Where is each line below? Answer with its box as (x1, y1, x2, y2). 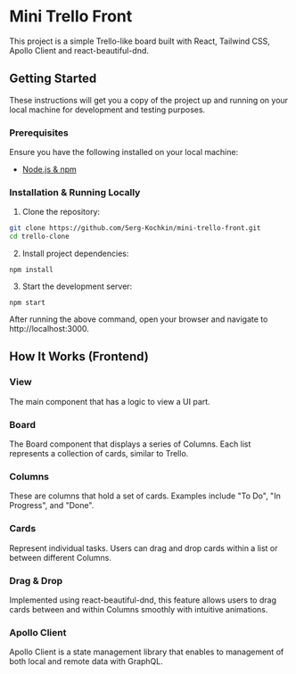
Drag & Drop (9, 574, 63, 587)
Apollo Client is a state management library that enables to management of (9, 646, 284, 657)
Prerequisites (9, 127, 69, 139)
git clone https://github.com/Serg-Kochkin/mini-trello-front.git (9, 224, 261, 233)
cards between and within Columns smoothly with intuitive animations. (9, 604, 268, 614)
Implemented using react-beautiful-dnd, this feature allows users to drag (9, 595, 276, 605)
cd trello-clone (9, 232, 70, 242)
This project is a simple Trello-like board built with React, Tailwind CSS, (9, 36, 270, 46)
